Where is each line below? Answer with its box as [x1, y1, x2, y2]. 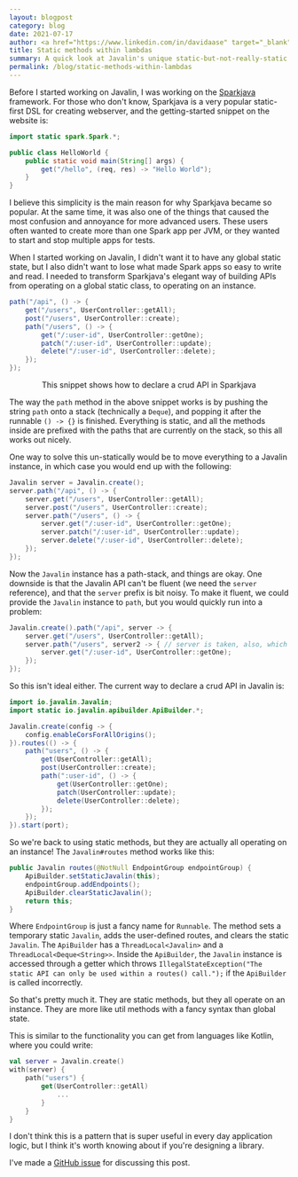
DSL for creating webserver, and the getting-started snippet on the [25, 106, 271, 116]
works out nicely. [9, 435, 72, 444]
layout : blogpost [9, 12, 74, 22]
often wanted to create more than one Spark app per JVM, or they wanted [9, 225, 280, 236]
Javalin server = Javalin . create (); [9, 478, 145, 487]
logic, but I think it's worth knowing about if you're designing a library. [9, 1141, 264, 1151]
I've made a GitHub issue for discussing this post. [9, 1157, 191, 1168]
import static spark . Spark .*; [9, 132, 122, 141]
